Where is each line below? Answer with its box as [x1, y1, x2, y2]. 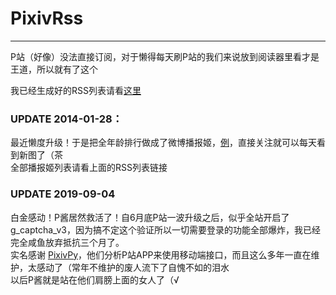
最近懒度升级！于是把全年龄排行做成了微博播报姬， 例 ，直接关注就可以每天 [10, 137, 317, 149]
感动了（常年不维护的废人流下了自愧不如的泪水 [36, 261, 230, 273]
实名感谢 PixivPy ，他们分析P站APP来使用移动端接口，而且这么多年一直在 [10, 248, 312, 261]
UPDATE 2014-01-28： [10, 112, 123, 126]
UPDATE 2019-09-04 [10, 187, 116, 201]
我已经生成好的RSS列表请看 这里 [10, 84, 142, 96]
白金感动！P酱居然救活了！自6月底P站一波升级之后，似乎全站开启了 [10, 211, 290, 223]
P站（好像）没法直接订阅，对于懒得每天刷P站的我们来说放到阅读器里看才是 [10, 50, 320, 62]
